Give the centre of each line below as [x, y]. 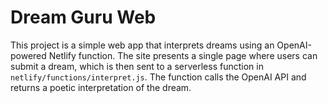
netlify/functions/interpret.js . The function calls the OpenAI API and [158, 77]
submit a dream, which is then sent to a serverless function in [137, 66]
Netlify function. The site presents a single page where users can [183, 55]
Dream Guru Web [83, 17]
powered [28, 55]
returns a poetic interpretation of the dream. [101, 87]
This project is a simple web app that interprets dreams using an [142, 45]
